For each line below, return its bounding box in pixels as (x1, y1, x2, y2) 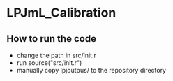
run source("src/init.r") (16, 59, 82, 67)
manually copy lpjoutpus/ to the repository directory (16, 66, 167, 74)
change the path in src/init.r (16, 51, 97, 59)
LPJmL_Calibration (6, 5, 116, 21)
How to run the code (6, 33, 97, 45)
